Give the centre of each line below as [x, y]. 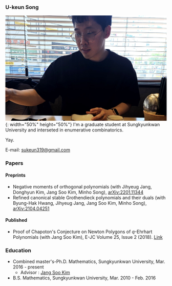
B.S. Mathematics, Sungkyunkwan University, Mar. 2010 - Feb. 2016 [84, 278]
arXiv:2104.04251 [31, 208]
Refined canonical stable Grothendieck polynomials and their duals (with [89, 197]
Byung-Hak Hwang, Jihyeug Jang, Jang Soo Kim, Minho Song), [80, 203]
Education [18, 250]
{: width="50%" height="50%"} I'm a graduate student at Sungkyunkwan [83, 124]
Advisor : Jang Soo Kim [45, 273]
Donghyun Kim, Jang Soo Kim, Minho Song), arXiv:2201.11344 [78, 192]
